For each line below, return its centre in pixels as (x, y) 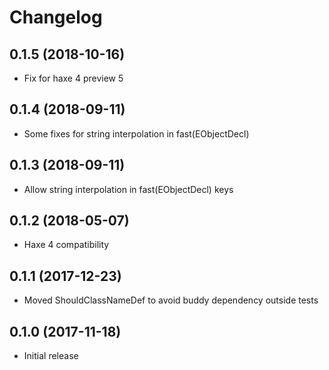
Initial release (51, 356)
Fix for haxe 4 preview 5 (73, 78)
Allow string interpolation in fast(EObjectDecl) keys (128, 189)
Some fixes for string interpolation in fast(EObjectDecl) (136, 133)
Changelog (56, 17)
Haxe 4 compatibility (66, 245)
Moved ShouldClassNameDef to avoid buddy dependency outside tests (171, 300)
